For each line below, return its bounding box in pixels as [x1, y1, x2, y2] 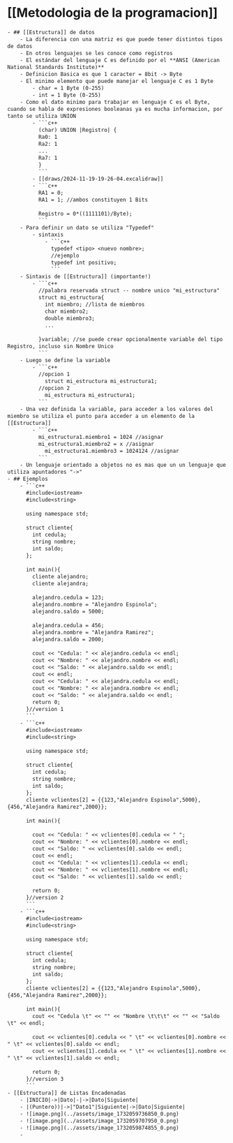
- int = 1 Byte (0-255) [32, 91, 101, 98]
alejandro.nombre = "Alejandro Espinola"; [32, 601, 158, 608]
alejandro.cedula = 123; [32, 594, 105, 601]
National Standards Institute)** [7, 63, 105, 70]
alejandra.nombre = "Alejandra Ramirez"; [32, 629, 155, 636]
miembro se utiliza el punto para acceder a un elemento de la [7, 412, 195, 419]
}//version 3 [25, 1075, 64, 1082]
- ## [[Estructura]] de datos [7, 29, 96, 36]
